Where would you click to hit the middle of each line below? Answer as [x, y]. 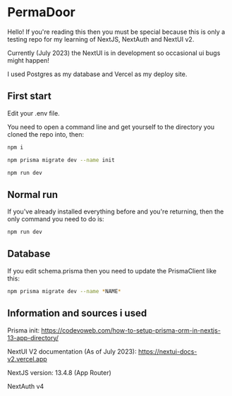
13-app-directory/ [33, 338]
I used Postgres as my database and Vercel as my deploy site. [97, 74]
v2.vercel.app [27, 359]
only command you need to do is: [56, 219]
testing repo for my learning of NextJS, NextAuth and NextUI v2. [101, 39]
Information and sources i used [77, 313]
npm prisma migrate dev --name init [61, 160]
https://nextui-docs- [167, 351]
